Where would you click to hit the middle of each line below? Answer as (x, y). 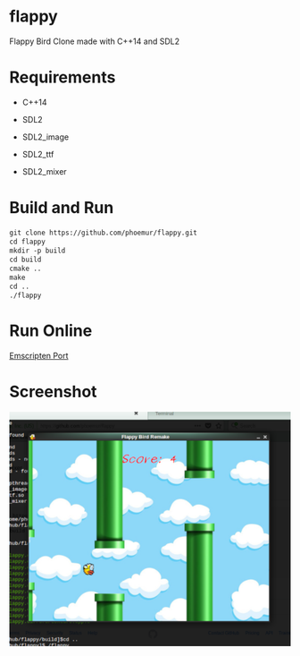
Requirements (62, 77)
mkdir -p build (37, 251)
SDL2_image (46, 137)
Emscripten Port (39, 355)
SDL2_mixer (44, 171)
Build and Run (62, 208)
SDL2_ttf (38, 154)
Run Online (51, 331)
